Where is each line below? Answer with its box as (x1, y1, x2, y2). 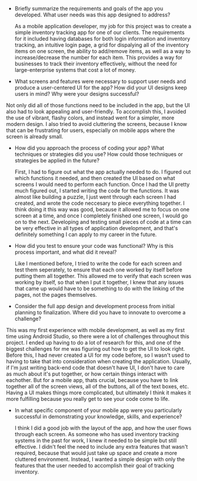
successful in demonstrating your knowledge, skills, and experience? (14, 413, 182, 420)
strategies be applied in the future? (14, 157, 100, 164)
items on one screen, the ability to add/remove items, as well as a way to (14, 48, 191, 55)
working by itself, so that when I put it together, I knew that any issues (14, 279, 184, 286)
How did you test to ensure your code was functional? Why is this (14, 243, 173, 249)
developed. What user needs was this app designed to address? (14, 11, 171, 18)
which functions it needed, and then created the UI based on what (14, 175, 175, 181)
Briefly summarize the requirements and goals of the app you (14, 5, 163, 12)
